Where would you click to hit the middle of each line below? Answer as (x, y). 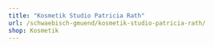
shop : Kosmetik (34, 30)
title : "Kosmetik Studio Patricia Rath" (77, 16)
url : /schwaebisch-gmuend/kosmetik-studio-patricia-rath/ (107, 23)
